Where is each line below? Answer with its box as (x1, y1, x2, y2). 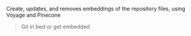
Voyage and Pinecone (6, 11, 61, 19)
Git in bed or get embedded (21, 23, 90, 30)
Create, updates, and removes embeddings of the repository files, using (6, 5, 186, 12)
